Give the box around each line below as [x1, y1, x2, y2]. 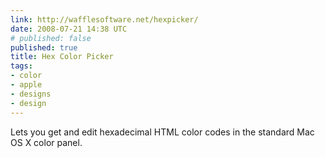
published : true [10, 42, 78, 53]
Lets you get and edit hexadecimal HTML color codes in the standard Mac [10, 126, 315, 138]
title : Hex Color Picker [10, 52, 114, 62]
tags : [10, 61, 33, 71]
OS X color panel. [10, 136, 83, 148]
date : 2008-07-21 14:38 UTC [10, 24, 128, 34]
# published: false [10, 33, 92, 43]
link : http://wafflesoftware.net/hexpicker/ [10, 14, 199, 25]
